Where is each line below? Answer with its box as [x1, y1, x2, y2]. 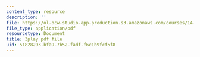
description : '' [6, 14, 46, 20]
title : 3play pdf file [6, 36, 62, 42]
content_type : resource [6, 8, 65, 15]
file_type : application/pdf [6, 25, 76, 31]
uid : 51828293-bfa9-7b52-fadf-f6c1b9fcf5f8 [6, 42, 116, 48]
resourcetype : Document [6, 31, 65, 37]
